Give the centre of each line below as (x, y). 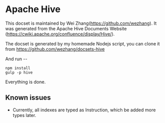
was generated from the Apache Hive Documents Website (66, 28)
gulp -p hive (19, 72)
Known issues (28, 98)
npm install (18, 68)
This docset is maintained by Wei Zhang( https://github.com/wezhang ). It (81, 23)
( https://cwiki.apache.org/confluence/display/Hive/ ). (60, 34)
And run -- (16, 58)
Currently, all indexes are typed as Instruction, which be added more (84, 110)
